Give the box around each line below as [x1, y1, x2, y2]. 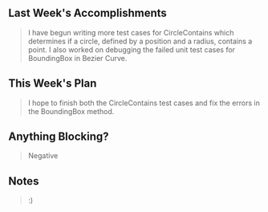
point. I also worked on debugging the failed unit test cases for [27, 44, 235, 55]
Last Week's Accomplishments [8, 6, 167, 20]
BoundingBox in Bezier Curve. [27, 53, 128, 63]
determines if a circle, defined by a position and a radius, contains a [27, 36, 253, 46]
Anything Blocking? [8, 130, 110, 144]
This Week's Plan [8, 76, 97, 91]
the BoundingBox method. [27, 106, 115, 116]
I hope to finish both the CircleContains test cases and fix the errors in [27, 98, 261, 108]
